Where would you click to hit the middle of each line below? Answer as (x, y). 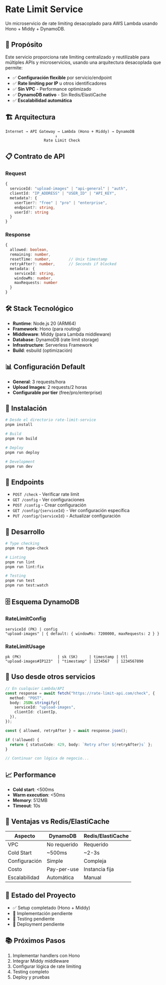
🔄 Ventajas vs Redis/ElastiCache (57, 822)
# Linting (16, 557)
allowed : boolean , (29, 250)
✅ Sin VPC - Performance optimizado (52, 89)
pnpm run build (21, 439)
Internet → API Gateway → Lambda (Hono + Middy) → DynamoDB (70, 131)
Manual (92, 877)
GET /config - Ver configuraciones (49, 500)
